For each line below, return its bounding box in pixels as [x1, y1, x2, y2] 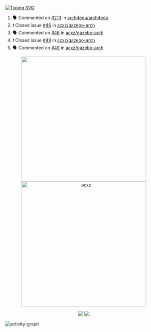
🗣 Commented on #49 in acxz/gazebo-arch [12, 45, 104, 50]
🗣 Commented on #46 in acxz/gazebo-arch [12, 30, 104, 35]
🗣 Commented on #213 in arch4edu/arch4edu [12, 15, 109, 20]
